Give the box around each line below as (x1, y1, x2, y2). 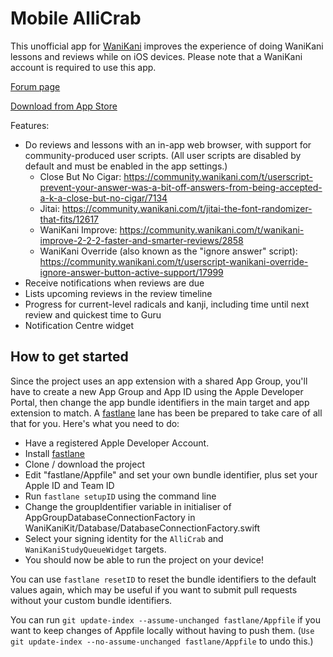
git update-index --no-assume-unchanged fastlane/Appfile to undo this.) (10, 635, 314, 647)
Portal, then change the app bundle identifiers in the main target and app (10, 396, 310, 408)
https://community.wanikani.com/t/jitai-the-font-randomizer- (61, 202, 313, 214)
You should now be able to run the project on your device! (24, 553, 265, 566)
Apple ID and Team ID (24, 479, 115, 491)
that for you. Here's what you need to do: (10, 417, 180, 429)
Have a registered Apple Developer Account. (24, 437, 210, 449)
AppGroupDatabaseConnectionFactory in (24, 511, 196, 523)
